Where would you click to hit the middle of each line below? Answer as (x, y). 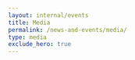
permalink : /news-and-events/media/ (67, 30)
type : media (27, 37)
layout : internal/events (48, 15)
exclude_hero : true (40, 44)
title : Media (29, 23)
